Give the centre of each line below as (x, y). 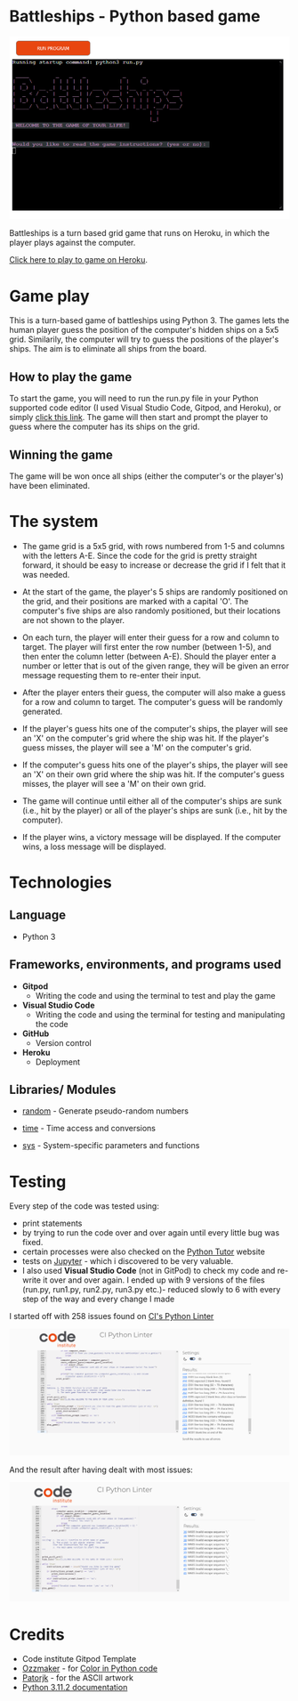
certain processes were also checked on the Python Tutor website (143, 1251)
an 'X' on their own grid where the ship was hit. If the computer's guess (153, 774)
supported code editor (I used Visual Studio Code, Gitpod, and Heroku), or (145, 408)
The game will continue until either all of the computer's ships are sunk (152, 801)
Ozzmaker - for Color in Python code (90, 1669)
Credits (37, 1634)
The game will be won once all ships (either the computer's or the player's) (147, 476)
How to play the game (71, 377)
